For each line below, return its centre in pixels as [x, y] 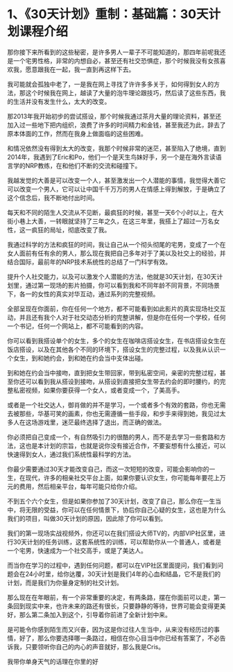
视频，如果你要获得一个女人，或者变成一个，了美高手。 [104, 390]
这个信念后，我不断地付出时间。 [53, 198]
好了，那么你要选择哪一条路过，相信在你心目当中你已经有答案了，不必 [119, 638]
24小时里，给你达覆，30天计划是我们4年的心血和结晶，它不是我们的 [123, 574]
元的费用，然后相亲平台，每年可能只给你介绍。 [74, 486]
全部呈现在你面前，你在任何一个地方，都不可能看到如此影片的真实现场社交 [113, 309]
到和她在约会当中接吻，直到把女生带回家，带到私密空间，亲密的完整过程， [113, 372]
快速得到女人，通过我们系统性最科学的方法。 [71, 454]
